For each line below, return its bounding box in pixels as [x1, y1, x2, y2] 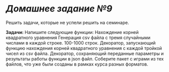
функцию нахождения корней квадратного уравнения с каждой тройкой [6, 45, 162, 51]
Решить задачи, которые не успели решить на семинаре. [6, 19, 129, 25]
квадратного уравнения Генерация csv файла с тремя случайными [6, 34, 150, 40]
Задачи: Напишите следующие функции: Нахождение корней [6, 29, 139, 35]
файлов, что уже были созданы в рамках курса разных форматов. [6, 61, 148, 67]
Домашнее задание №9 [6, 3, 113, 14]
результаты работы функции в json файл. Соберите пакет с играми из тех [6, 55, 164, 61]
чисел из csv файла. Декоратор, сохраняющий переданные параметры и [6, 50, 164, 56]
